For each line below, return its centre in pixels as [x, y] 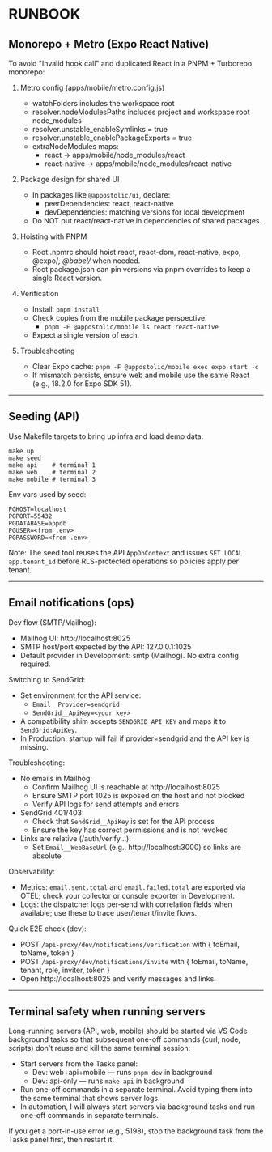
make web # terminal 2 [52, 472]
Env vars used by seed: [47, 494]
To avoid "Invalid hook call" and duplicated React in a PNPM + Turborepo [130, 63]
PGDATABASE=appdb [38, 523]
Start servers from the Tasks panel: [79, 1064]
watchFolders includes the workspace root [104, 103]
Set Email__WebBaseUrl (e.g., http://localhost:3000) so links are [136, 847]
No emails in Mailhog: [56, 778]
